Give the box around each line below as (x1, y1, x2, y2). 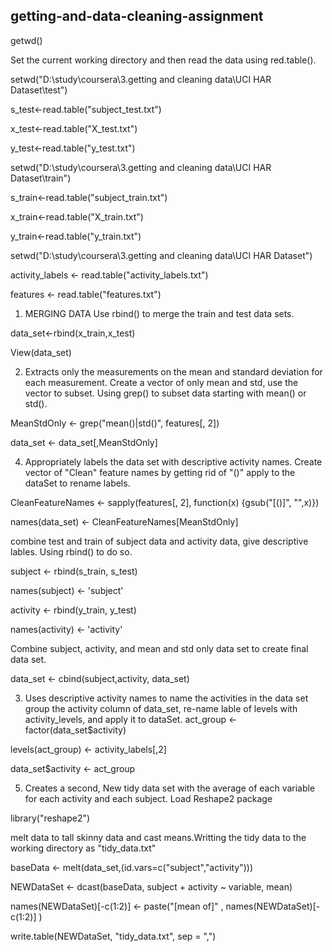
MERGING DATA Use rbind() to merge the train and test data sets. (24, 307, 295, 319)
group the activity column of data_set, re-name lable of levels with (24, 702, 298, 714)
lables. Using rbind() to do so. (10, 545, 133, 558)
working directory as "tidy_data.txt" (10, 842, 157, 854)
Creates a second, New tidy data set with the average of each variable (24, 782, 316, 794)
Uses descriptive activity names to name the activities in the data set (24, 692, 309, 704)
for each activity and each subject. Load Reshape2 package (24, 792, 273, 804)
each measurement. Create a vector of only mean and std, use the (24, 376, 299, 388)
